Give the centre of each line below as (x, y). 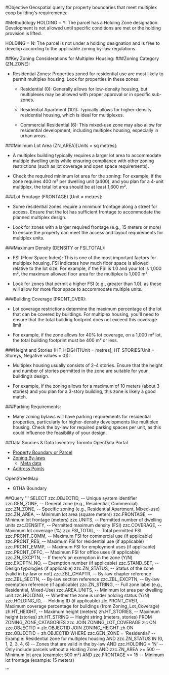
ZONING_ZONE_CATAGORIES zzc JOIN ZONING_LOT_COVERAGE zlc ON (81, 622)
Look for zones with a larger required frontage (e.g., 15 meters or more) (87, 227)
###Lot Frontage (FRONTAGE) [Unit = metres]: (54, 197)
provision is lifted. (24, 33)
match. (20, 397)
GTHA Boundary (30, 488)
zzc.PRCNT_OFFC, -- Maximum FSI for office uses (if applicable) (73, 552)
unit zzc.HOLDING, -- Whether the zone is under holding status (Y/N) (77, 595)
